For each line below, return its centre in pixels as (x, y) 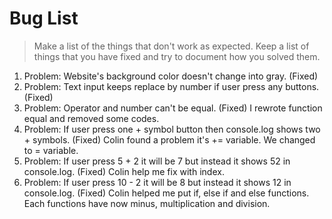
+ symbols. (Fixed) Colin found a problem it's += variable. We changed (169, 139)
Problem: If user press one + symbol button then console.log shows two (172, 129)
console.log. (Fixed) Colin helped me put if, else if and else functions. (166, 193)
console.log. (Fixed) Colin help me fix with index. (124, 171)
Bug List (44, 18)
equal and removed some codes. (91, 118)
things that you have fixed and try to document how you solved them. (177, 56)
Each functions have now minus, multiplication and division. (147, 203)
